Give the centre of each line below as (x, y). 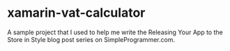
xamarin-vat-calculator (76, 13)
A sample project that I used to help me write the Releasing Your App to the (115, 32)
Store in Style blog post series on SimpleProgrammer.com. (91, 39)
